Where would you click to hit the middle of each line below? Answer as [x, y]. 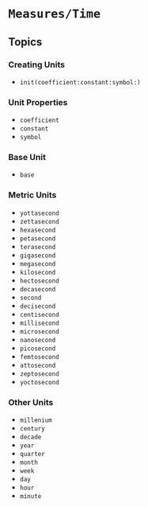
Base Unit [27, 158]
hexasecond [38, 230]
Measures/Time [55, 14]
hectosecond [39, 281]
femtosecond [39, 357]
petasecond [38, 238]
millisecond [39, 323]
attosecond [38, 365]
